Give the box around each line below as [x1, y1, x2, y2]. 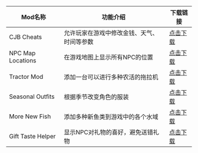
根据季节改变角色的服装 [64, 93, 129, 101]
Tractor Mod [9, 73, 44, 81]
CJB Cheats [9, 33, 42, 41]
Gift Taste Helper [9, 132, 56, 140]
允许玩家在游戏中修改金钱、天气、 [64, 29, 159, 37]
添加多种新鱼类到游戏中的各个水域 [64, 113, 159, 121]
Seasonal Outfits [9, 92, 55, 101]
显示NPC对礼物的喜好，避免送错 [64, 128, 153, 136]
